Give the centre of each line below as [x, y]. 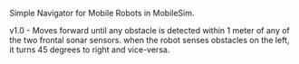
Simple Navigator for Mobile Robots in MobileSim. [102, 13]
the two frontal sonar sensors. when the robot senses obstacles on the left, [149, 40]
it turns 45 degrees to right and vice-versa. [90, 50]
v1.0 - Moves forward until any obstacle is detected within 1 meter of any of [149, 30]
